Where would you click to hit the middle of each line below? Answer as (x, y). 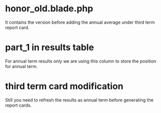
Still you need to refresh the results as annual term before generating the (79, 100)
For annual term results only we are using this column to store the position (81, 61)
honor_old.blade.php (49, 9)
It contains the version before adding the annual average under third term (80, 22)
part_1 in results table (50, 48)
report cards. (19, 105)
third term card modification (64, 86)
